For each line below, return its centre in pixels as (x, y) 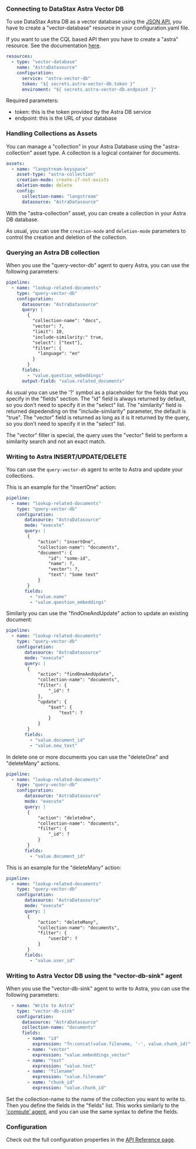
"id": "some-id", (69, 558)
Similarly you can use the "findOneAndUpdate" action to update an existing (97, 613)
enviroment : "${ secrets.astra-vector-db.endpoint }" (89, 89)
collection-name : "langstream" (60, 196)
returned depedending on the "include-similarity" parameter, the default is (96, 411)
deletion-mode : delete (44, 186)
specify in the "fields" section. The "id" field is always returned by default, (96, 398)
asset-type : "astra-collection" (56, 175)
